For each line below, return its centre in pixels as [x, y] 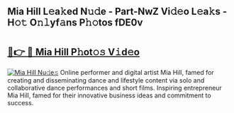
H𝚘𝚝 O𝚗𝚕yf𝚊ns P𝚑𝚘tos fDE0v [75, 23]
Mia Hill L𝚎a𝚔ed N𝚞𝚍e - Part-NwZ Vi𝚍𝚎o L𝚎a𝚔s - [117, 12]
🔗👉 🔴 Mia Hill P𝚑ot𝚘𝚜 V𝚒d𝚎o [74, 52]
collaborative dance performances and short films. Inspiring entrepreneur [115, 88]
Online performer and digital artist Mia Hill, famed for [137, 72]
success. [21, 103]
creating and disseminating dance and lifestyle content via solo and [106, 80]
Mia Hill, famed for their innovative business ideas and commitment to [109, 95]
